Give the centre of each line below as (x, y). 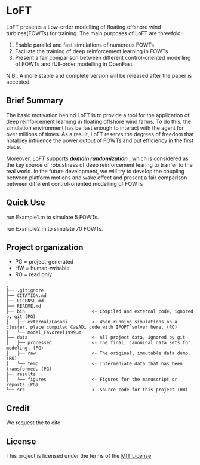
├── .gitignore (25, 290)
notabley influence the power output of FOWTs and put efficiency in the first (100, 140)
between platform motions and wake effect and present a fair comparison (97, 178)
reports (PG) (22, 385)
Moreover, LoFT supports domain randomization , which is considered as (98, 158)
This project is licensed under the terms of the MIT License (79, 456)
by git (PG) (21, 317)
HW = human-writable (42, 268)
